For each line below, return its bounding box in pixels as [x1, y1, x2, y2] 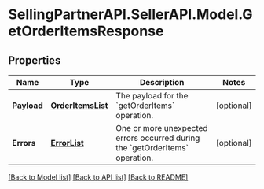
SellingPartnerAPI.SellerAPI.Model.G [8, 6, 253, 24]
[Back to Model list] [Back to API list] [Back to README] [8, 172, 189, 182]
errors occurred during [115, 132, 200, 143]
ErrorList [50, 138, 84, 148]
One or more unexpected [115, 123, 208, 133]
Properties [8, 54, 61, 67]
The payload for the [115, 91, 189, 101]
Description [139, 77, 185, 87]
